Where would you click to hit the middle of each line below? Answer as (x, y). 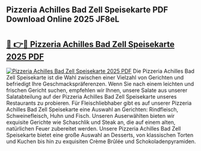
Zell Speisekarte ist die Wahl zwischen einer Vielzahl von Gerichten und (95, 77)
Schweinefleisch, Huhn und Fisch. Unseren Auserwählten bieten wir (91, 116)
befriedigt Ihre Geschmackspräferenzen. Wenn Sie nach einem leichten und (100, 84)
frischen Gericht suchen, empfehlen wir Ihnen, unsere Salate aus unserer (97, 90)
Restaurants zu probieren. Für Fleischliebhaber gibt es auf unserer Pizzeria (99, 103)
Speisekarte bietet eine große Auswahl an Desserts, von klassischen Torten (100, 135)
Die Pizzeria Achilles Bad (163, 71)
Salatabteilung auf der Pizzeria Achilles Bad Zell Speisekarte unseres (91, 97)
